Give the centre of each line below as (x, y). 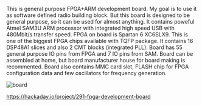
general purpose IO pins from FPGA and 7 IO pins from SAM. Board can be (100, 54)
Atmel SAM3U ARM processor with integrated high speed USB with (91, 28)
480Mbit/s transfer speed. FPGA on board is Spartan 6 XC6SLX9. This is (97, 35)
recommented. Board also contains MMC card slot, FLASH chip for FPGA (98, 67)
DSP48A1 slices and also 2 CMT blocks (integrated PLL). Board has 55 (94, 47)
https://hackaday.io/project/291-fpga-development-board (78, 97)
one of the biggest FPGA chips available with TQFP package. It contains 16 (100, 41)
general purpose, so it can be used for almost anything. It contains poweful (100, 22)
